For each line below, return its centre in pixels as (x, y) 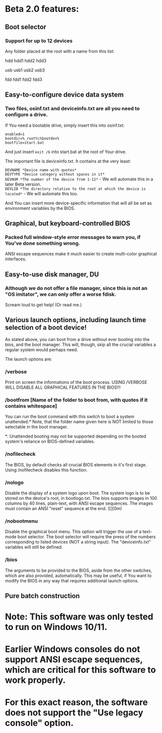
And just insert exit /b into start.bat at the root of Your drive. (66, 152)
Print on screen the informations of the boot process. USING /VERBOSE (76, 382)
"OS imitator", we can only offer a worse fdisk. (61, 294)
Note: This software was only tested (79, 617)
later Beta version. (23, 184)
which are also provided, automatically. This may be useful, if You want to (78, 575)
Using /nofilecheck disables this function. (46, 470)
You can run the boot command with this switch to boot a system (70, 417)
